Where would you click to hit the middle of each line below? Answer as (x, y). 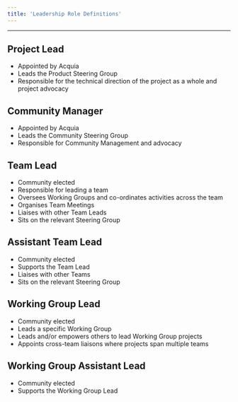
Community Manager (55, 111)
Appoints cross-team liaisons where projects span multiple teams (113, 343)
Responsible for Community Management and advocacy (100, 143)
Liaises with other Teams (54, 274)
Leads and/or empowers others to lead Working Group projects (110, 336)
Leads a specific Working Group (64, 328)
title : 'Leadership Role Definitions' (64, 14)
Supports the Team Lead (53, 267)
